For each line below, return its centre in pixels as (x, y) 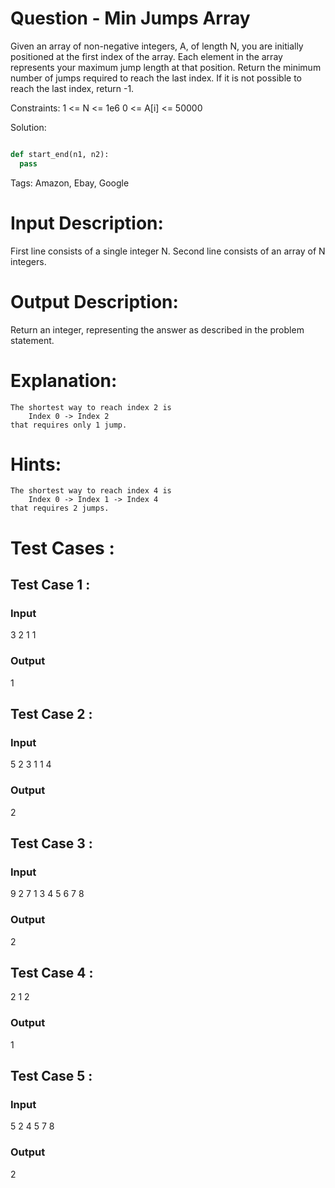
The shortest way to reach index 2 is (91, 407)
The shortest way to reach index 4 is (91, 491)
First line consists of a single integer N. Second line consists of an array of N (168, 251)
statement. (32, 340)
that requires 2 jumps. (60, 508)
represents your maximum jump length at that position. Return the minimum (166, 67)
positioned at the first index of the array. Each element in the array (146, 56)
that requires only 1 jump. (69, 425)
